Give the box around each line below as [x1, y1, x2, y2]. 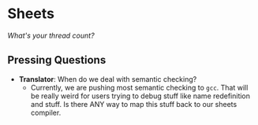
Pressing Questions [7, 53, 107, 67]
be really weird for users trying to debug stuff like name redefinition [30, 91, 250, 101]
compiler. [30, 108, 62, 117]
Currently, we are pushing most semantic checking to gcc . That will [30, 83, 249, 92]
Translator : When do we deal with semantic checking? [18, 74, 197, 83]
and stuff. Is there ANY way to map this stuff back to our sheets [30, 99, 237, 108]
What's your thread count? [7, 31, 95, 40]
